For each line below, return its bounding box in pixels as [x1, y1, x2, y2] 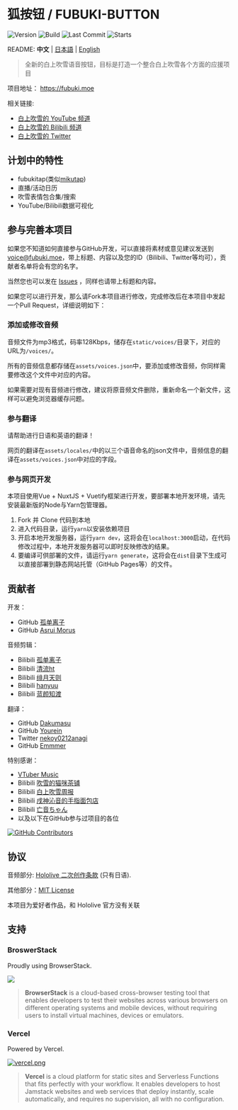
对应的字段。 [82, 455, 120, 464]
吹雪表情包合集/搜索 [17, 192, 76, 200]
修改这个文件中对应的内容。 [13, 370, 94, 379]
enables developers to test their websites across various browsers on [24, 996, 228, 1004]
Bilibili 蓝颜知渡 [17, 690, 62, 698]
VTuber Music [17, 770, 59, 779]
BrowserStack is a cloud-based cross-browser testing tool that [24, 988, 210, 997]
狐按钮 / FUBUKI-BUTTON [7, 6, 160, 23]
